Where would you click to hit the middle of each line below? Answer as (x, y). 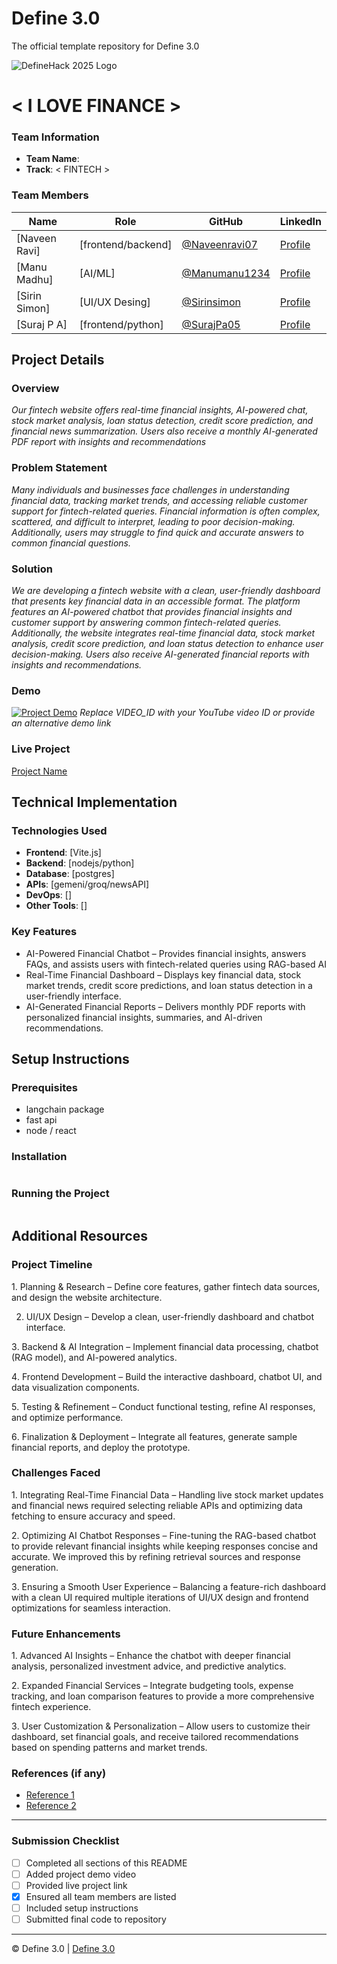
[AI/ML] (97, 273)
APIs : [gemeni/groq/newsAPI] (87, 884)
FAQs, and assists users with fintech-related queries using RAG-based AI (176, 964)
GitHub (226, 221)
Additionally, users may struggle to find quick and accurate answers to (157, 532)
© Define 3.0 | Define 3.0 (63, 1949)
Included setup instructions (82, 1908)
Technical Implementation (94, 802)
